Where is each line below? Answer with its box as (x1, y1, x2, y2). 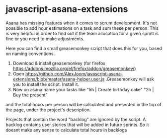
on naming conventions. (5, 51, 55, 57)
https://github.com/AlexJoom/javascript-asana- (25, 70, 123, 76)
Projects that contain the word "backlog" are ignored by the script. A (5, 116, 146, 122)
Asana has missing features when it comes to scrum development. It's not (5, 20, 157, 26)
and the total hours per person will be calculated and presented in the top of (5, 101, 162, 107)
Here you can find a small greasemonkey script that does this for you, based (5, 45, 162, 51)
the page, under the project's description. (5, 107, 91, 113)
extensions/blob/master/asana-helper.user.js (12, 76, 105, 82)
